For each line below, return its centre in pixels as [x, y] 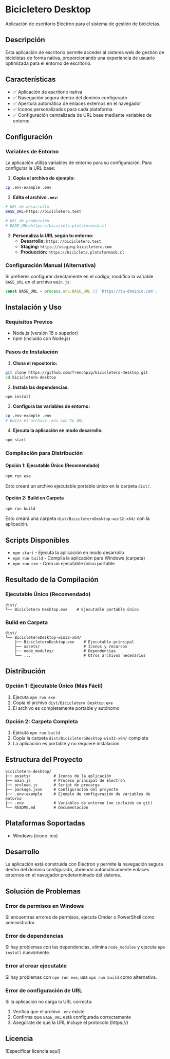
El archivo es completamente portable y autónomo [66, 708]
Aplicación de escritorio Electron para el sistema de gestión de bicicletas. [83, 24]
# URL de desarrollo [27, 207]
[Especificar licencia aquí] [33, 1051]
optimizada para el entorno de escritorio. [49, 63]
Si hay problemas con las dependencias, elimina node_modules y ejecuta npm [85, 947]
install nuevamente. [28, 953]
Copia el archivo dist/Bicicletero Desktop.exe [63, 703]
